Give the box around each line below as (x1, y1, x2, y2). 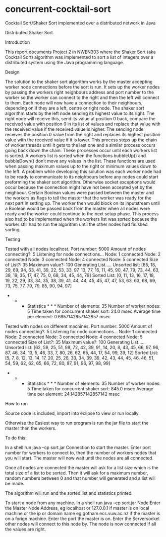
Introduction (5, 39, 30, 45)
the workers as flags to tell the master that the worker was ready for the (5, 195, 152, 201)
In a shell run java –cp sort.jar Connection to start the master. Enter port (5, 444, 151, 450)
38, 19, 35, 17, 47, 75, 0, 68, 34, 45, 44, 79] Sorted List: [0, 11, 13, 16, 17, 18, (5, 272, 155, 278)
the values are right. (5, 526, 46, 532)
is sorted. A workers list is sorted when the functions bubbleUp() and (5, 153, 146, 159)
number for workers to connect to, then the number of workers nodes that (5, 449, 157, 455)
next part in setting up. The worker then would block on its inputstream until (5, 200, 160, 206)
